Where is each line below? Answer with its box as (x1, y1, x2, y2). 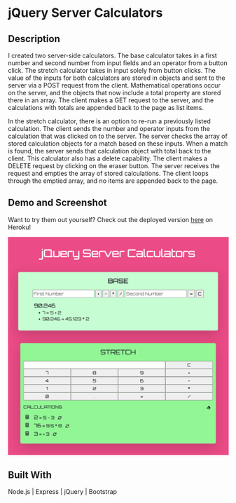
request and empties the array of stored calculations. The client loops (8, 170, 209, 177)
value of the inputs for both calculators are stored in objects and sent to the (8, 74, 226, 82)
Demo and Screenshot (8, 197, 107, 209)
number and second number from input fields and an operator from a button (8, 59, 228, 67)
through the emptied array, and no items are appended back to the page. (8, 177, 218, 185)
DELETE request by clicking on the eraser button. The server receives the (8, 162, 220, 170)
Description (8, 33, 60, 45)
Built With (8, 469, 52, 481)
